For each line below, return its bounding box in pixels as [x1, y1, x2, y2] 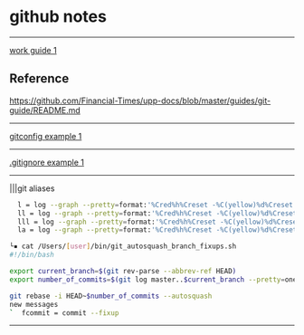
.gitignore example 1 [9, 157, 84, 167]
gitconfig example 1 [9, 130, 82, 141]
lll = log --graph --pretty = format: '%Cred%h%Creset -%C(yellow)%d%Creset [17, 217, 301, 226]
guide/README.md [9, 104, 81, 115]
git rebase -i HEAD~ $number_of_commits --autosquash [9, 292, 213, 301]
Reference [9, 71, 70, 87]
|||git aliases [9, 183, 55, 194]
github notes [9, 6, 107, 27]
